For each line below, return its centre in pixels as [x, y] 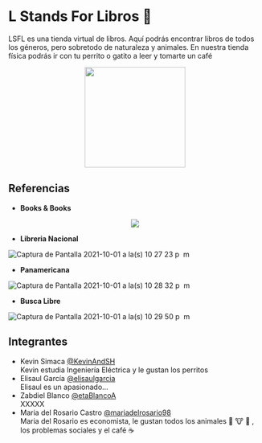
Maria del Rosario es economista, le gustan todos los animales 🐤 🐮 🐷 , [137, 420]
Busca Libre [40, 301]
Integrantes [38, 342]
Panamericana [45, 269]
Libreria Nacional [49, 238]
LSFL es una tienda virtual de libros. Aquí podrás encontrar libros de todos [131, 39]
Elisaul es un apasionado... [64, 387]
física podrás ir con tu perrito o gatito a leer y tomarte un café [111, 55]
